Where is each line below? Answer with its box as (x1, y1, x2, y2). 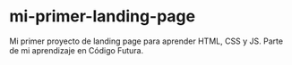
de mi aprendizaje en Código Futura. (9, 45, 144, 55)
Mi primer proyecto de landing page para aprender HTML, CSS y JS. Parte (9, 36, 284, 46)
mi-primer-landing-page (9, 6, 195, 27)
